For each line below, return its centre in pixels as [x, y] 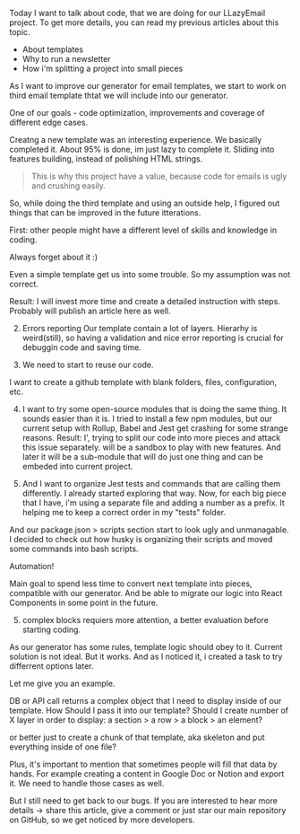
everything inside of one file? [63, 747]
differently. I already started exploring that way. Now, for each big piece [154, 493]
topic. [20, 32]
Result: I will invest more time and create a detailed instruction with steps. [145, 301]
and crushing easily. [68, 186]
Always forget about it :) [54, 257]
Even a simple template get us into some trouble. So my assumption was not [150, 274]
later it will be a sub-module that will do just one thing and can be [143, 457]
